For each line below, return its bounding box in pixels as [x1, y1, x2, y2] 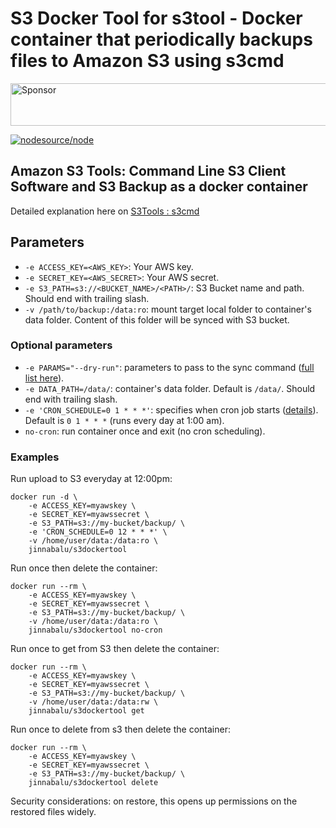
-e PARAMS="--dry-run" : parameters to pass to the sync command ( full [24, 361, 315, 373]
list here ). [24, 372, 65, 384]
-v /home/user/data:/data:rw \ [28, 697, 159, 707]
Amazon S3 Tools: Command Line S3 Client [10, 163, 287, 180]
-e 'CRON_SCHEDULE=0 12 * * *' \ [28, 527, 168, 537]
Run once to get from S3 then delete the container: [10, 643, 220, 655]
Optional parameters [10, 338, 113, 352]
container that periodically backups [10, 28, 313, 51]
